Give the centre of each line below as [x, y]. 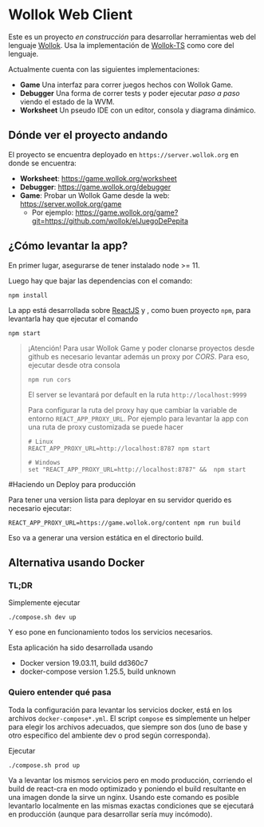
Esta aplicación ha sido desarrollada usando [81, 647]
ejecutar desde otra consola [74, 365]
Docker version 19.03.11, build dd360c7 [84, 663]
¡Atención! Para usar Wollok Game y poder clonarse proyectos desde [141, 348]
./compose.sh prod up [44, 765]
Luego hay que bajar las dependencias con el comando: [100, 280]
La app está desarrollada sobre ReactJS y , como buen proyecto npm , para [130, 310]
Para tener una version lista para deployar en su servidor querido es [120, 500]
